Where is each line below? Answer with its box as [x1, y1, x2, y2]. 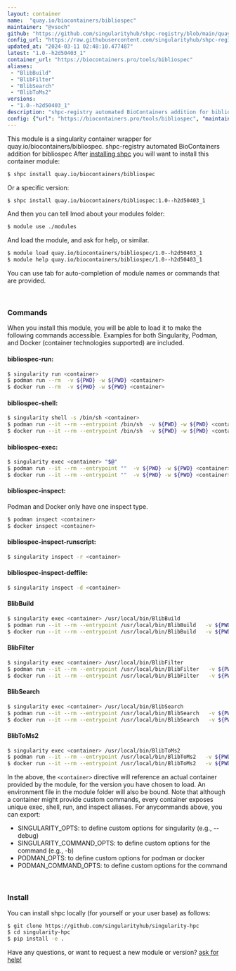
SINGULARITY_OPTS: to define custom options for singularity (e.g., [17, 824, 212, 832]
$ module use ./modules [7, 223, 77, 230]
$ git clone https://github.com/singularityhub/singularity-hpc [7, 922, 199, 929]
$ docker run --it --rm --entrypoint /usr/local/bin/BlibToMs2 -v [7, 760, 212, 767]
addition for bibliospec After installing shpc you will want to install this [7, 149, 209, 158]
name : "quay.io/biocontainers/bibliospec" [7, 17, 137, 24]
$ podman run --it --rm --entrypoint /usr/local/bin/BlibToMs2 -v [7, 753, 212, 761]
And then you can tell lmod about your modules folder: [7, 209, 165, 218]
